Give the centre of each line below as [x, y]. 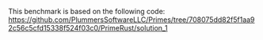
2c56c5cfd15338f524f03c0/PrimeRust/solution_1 [88, 28]
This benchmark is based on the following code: [87, 11]
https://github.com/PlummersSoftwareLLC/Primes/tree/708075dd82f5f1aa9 [131, 20]
